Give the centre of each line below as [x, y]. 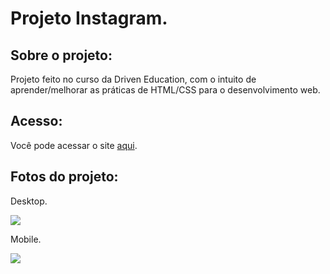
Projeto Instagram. [89, 18]
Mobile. [26, 239]
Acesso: [36, 121]
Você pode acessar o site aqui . [74, 145]
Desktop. [29, 201]
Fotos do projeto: [64, 177]
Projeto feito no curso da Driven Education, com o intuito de [133, 79]
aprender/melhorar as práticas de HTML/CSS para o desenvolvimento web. [165, 90]
